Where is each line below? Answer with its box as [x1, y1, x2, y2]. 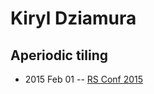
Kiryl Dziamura [10, 7, 137, 30]
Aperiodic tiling [10, 47, 109, 64]
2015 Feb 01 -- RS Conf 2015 [24, 73, 144, 85]
